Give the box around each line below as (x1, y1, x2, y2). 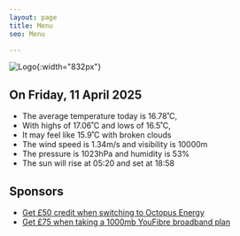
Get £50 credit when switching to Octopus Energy (21, 208, 205, 217)
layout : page (9, 12, 58, 22)
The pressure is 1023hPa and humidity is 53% (21, 148, 190, 160)
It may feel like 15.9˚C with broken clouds (21, 130, 172, 140)
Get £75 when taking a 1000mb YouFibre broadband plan (21, 216, 231, 227)
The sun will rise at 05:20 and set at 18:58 (21, 158, 175, 169)
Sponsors (9, 184, 64, 199)
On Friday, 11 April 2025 (9, 87, 143, 102)
